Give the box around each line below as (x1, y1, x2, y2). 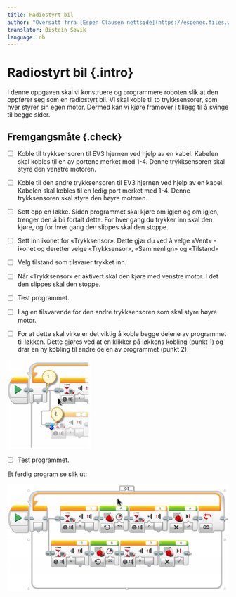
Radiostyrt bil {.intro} (7, 65, 134, 81)
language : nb (7, 34, 46, 41)
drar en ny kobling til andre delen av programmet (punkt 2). (17, 345, 190, 353)
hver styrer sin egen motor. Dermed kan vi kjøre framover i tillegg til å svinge (7, 103, 229, 112)
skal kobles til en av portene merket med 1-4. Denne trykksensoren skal (17, 158, 225, 166)
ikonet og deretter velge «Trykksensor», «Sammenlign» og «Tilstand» (17, 245, 219, 253)
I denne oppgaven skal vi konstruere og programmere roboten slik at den (7, 88, 218, 96)
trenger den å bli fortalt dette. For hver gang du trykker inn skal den (17, 215, 213, 224)
